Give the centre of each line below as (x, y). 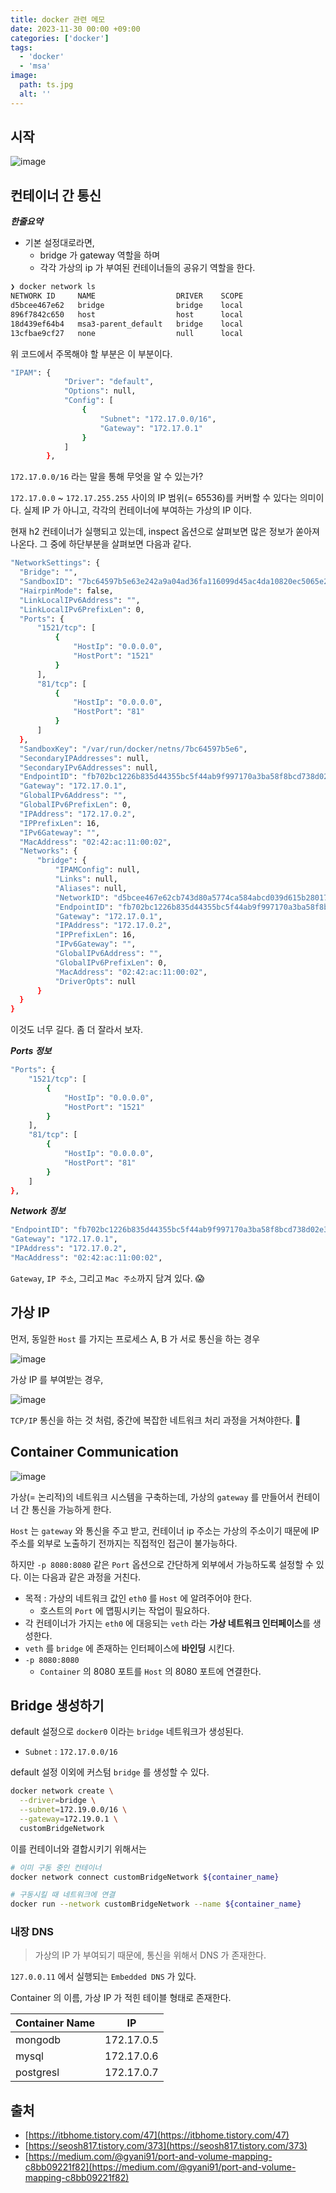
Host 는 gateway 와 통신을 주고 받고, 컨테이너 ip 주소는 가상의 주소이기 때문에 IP (165, 1530)
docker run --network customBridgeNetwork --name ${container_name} (156, 1904)
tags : (21, 47)
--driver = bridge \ (58, 1801)
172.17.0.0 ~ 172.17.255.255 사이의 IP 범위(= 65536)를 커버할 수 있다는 (154, 498)
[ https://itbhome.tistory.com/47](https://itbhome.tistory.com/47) (157, 2135)
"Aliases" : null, (91, 888)
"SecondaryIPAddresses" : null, (84, 758)
